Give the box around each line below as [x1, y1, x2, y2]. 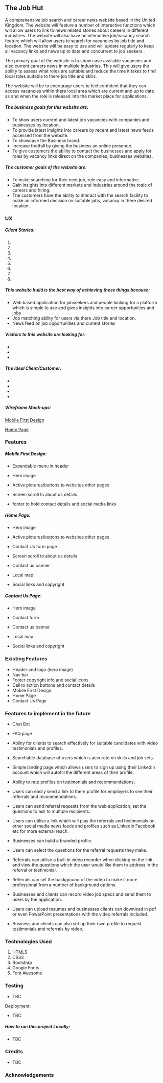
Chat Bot [12, 721, 30, 727]
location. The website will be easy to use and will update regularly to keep [5, 43, 154, 48]
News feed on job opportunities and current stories [12, 320, 116, 326]
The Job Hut [5, 4, 44, 12]
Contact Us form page [12, 544, 57, 550]
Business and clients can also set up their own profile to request [12, 920, 142, 926]
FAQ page [12, 730, 32, 736]
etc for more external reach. [12, 828, 69, 834]
